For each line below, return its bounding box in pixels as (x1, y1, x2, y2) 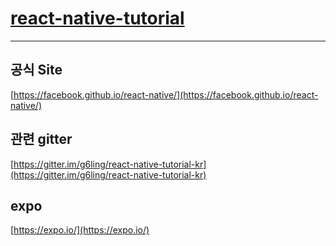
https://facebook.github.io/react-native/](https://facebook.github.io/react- (13, 88, 319, 101)
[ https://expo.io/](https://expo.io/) (10, 224, 150, 236)
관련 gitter (10, 131, 73, 148)
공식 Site (10, 62, 63, 79)
